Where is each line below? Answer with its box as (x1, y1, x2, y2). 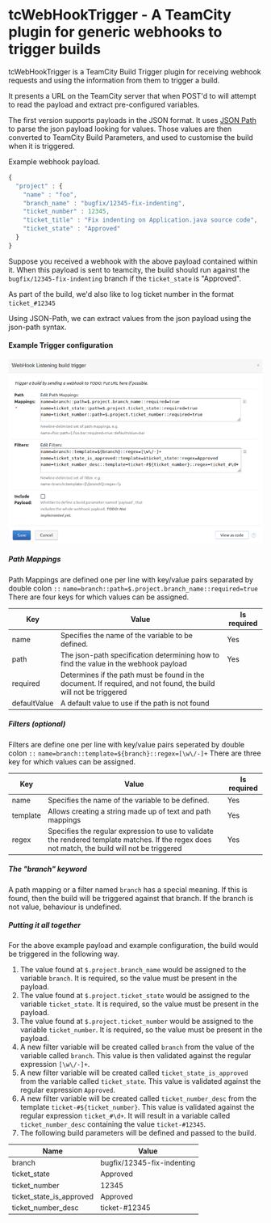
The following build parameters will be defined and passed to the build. (19, 1128, 256, 1138)
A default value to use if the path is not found (60, 698, 210, 709)
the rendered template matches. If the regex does (48, 835, 212, 844)
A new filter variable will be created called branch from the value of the (19, 1042, 255, 1052)
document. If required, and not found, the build (60, 679, 215, 688)
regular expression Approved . (19, 1085, 115, 1095)
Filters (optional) (8, 719, 66, 729)
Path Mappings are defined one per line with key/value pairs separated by (8, 574, 254, 584)
